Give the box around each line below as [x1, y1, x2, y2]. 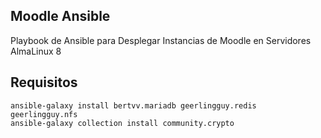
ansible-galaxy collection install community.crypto [10, 118, 235, 128]
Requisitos [10, 74, 78, 91]
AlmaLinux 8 [10, 45, 62, 57]
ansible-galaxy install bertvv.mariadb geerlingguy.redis [10, 100, 257, 111]
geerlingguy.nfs [10, 109, 78, 119]
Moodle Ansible [10, 8, 111, 25]
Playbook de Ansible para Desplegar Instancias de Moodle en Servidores [10, 34, 312, 46]
